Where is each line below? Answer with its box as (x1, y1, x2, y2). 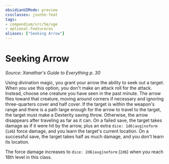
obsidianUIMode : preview (5, 7, 58, 13)
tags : (5, 17, 17, 22)
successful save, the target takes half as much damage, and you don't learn (5, 133, 164, 140)
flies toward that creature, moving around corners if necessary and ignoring (5, 95, 164, 102)
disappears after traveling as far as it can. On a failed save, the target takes (5, 117, 162, 123)
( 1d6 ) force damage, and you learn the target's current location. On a (5, 128, 149, 134)
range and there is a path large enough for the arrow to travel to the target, (5, 106, 161, 112)
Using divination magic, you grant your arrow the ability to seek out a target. (5, 79, 164, 85)
